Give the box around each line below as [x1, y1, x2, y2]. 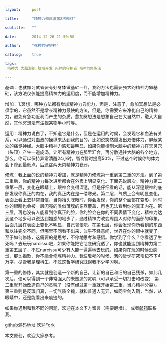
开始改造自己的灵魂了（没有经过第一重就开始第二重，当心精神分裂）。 [18, 282, 160, 288]
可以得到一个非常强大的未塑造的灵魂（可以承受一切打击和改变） [22, 275, 153, 281]
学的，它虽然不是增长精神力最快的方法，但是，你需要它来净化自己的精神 [9, 107, 158, 113]
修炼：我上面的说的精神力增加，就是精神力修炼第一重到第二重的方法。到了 [5, 172, 158, 178]
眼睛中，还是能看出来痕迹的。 [5, 294, 66, 300]
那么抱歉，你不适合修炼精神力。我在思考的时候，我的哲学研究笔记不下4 [13, 253, 161, 258]
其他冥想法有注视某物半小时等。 [13, 120, 80, 126]
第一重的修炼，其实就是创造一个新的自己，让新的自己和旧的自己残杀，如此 [5, 269, 158, 275]
